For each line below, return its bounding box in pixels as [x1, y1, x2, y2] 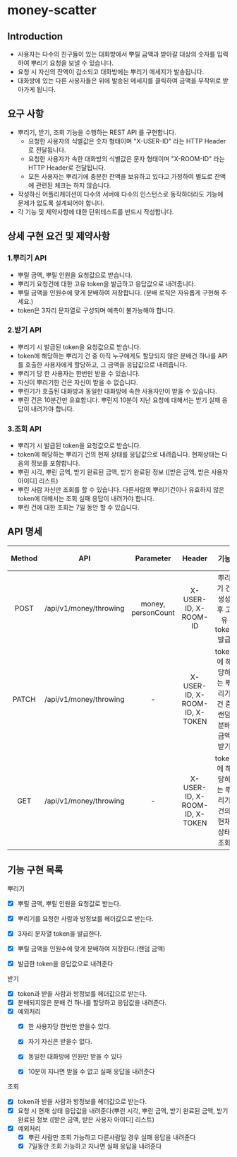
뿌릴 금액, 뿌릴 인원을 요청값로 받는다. [17, 899, 121, 908]
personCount [131, 607, 175, 617]
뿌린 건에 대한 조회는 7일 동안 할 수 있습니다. [17, 503, 140, 512]
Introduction [7, 30, 63, 42]
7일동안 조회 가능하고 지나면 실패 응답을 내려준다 [28, 1141, 162, 1150]
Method [11, 553, 38, 563]
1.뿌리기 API [7, 253, 47, 263]
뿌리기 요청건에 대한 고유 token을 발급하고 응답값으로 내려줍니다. [17, 279, 196, 288]
